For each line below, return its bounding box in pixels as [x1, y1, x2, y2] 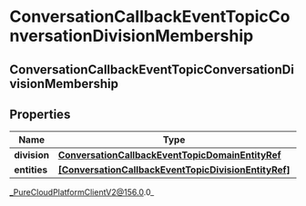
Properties [9, 106, 71, 122]
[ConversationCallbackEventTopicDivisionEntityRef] [57, 163, 291, 176]
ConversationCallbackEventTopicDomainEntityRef [57, 149, 281, 162]
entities [14, 163, 48, 176]
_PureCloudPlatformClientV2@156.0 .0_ [9, 187, 155, 198]
